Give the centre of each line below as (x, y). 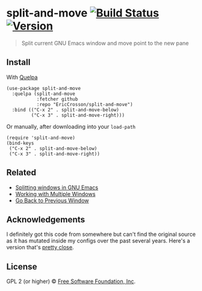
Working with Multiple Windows (55, 194)
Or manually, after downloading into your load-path (71, 126)
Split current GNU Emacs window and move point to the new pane (105, 43)
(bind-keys (20, 143)
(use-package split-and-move (44, 88)
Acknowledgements (46, 220)
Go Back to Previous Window (52, 200)
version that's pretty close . (40, 248)
